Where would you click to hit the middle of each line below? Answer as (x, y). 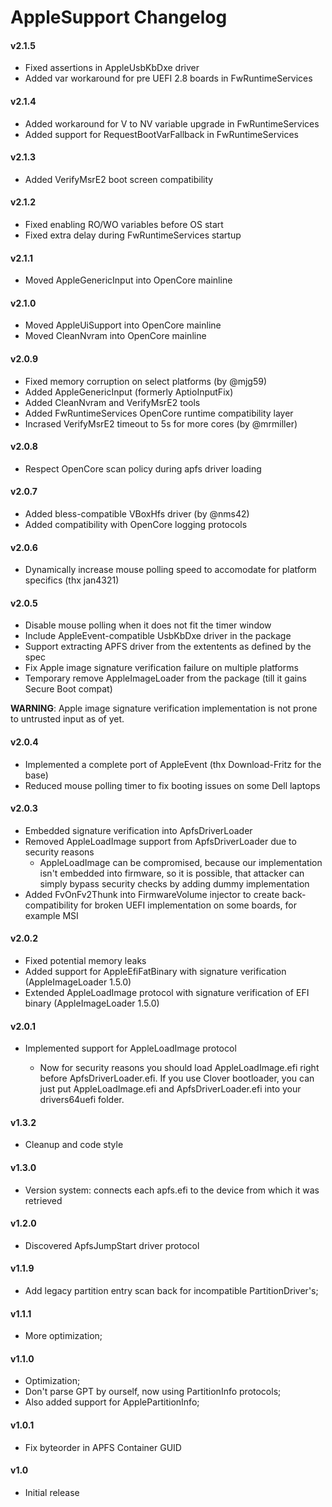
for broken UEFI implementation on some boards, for (188, 905)
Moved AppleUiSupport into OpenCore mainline (123, 325)
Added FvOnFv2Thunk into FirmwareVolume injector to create (152, 894)
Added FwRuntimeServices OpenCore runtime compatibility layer (159, 413)
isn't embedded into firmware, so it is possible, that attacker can (172, 873)
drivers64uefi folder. (82, 1100)
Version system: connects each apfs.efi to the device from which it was (172, 1190)
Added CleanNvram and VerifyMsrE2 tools (112, 402)
